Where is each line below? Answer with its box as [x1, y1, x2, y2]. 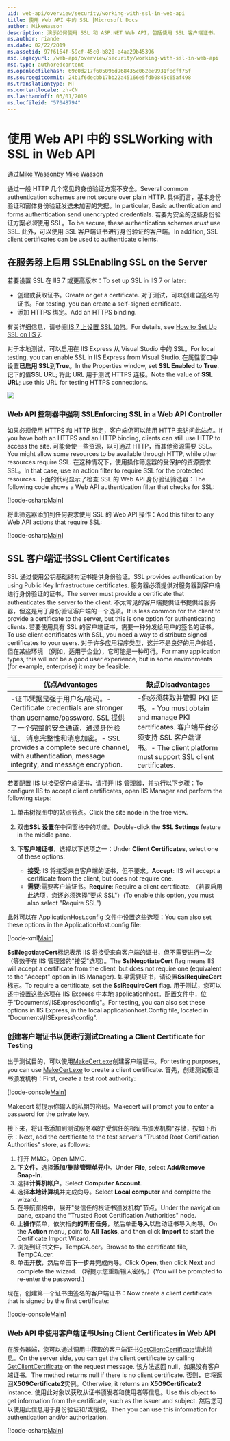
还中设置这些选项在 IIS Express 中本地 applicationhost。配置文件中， [7, 990, 201, 998]
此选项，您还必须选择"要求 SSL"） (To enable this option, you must [27, 891, 214, 899]
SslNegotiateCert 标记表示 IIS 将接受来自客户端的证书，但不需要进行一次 [7, 948, 212, 956]
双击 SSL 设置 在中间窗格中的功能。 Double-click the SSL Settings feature [16, 822, 221, 831]
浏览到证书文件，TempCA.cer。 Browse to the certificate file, [16, 1243, 188, 1251]
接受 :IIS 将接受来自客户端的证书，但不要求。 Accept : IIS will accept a [27, 866, 220, 874]
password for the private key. [7, 1110, 90, 1118]
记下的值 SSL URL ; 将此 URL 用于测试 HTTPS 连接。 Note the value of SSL [7, 370, 214, 378]
